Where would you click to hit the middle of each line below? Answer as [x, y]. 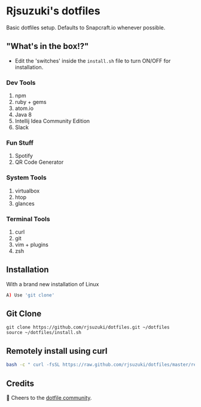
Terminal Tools [28, 219]
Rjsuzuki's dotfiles [53, 11]
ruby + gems [31, 102]
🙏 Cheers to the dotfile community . [49, 397]
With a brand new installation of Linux [53, 284]
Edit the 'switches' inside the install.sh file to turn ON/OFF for [93, 60]
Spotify [24, 156]
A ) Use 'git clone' [31, 295]
